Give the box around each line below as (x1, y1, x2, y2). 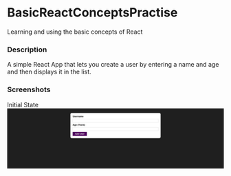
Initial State (7, 100, 39, 109)
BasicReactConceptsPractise (7, 5, 178, 21)
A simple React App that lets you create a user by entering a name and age (7, 60, 219, 69)
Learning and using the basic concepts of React (7, 27, 143, 36)
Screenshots (7, 85, 51, 94)
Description (7, 45, 47, 54)
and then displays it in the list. (7, 67, 91, 76)
